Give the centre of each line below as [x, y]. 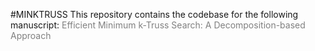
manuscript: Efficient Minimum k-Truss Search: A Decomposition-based [158, 25]
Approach [31, 35]
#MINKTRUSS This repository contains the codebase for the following [154, 14]
